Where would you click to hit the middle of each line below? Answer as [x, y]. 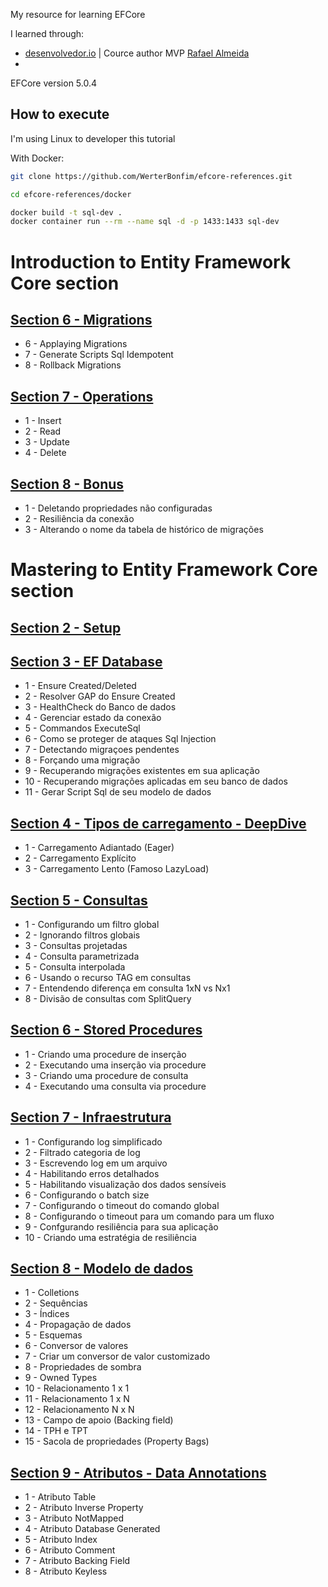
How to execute [60, 114]
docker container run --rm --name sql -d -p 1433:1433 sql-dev [145, 222]
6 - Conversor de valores [76, 1346]
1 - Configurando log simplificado [93, 1141]
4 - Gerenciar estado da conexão [93, 718]
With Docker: [37, 158]
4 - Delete [45, 453]
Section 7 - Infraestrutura [91, 1117]
